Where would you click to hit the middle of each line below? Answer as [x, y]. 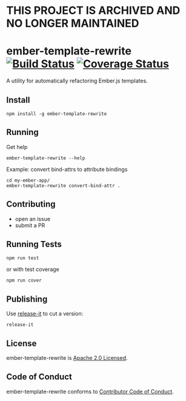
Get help [17, 147]
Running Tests [34, 244]
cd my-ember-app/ [28, 180]
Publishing [27, 299]
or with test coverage [33, 270]
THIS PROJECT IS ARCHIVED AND [93, 11]
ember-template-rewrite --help [46, 158]
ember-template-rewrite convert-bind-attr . [63, 185]
